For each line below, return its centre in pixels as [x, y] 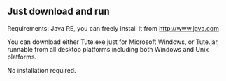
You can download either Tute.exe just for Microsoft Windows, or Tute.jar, [113, 42]
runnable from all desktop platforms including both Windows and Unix [108, 49]
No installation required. [42, 70]
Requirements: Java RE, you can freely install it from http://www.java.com [113, 28]
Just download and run [58, 12]
